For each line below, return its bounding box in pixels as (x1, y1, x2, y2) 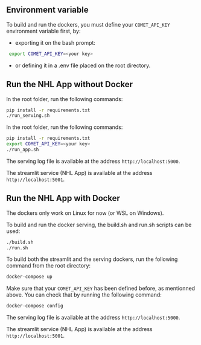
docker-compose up (6, 274, 53, 280)
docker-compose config (6, 303, 63, 309)
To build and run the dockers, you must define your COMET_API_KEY (6, 21, 170, 28)
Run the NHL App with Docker (6, 193, 121, 203)
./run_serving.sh (6, 113, 50, 119)
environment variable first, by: (6, 27, 81, 34)
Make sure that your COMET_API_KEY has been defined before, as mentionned (6, 284, 195, 292)
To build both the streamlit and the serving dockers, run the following (6, 255, 178, 263)
